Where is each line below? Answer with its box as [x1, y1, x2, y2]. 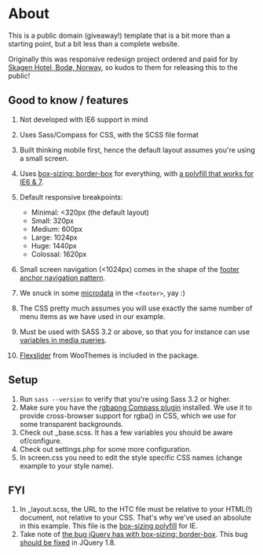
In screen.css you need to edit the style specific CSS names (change [19, 453, 243, 462]
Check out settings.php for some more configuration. [19, 444, 192, 454]
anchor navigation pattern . [19, 273, 106, 282]
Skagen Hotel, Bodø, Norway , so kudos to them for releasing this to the [8, 62, 238, 72]
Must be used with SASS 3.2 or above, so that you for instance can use [19, 327, 250, 336]
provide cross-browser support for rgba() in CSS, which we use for [19, 410, 237, 421]
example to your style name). [19, 461, 114, 470]
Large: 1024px [31, 233, 78, 242]
